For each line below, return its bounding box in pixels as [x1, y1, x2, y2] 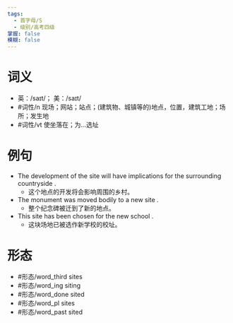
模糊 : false [7, 37, 40, 44]
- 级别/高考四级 [13, 23, 55, 30]
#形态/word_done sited [17, 290, 85, 298]
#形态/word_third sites [17, 272, 83, 281]
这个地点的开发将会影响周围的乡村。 [28, 188, 134, 196]
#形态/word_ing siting [17, 281, 81, 290]
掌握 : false [7, 30, 40, 37]
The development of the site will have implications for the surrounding [17, 172, 222, 180]
